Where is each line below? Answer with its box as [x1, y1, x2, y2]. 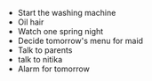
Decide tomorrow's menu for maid [17, 35, 144, 46]
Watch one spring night [17, 26, 104, 36]
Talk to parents [17, 45, 73, 55]
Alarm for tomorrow [17, 63, 91, 74]
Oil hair [17, 17, 44, 27]
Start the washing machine [17, 8, 116, 18]
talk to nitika [17, 55, 63, 64]
